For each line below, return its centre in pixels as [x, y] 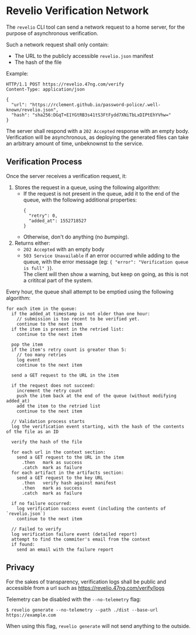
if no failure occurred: [42, 503]
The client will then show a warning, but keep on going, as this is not [106, 274]
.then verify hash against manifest [69, 483]
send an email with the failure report [65, 549]
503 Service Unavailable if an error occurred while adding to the [102, 255]
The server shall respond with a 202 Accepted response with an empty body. [98, 131]
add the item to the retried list [59, 406]
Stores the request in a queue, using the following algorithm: [87, 187]
